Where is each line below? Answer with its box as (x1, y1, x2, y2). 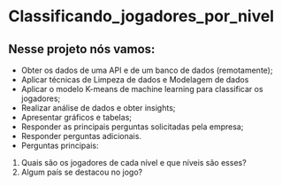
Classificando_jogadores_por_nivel (8, 6, 275, 27)
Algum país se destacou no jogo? (20, 167, 143, 177)
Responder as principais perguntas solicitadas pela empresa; (20, 121, 244, 132)
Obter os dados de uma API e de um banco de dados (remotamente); (20, 65, 273, 75)
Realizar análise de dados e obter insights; (20, 103, 176, 112)
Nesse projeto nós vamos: (8, 42, 156, 57)
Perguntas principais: (20, 140, 99, 151)
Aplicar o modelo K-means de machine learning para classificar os (20, 84, 263, 94)
